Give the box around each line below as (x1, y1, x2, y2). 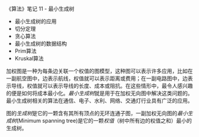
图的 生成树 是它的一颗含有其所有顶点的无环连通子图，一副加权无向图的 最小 (6, 110, 188, 117)
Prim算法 (14, 47, 37, 55)
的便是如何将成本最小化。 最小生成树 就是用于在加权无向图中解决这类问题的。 (6, 90, 193, 97)
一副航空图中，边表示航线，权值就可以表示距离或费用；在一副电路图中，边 (6, 75, 188, 82)
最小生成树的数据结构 (14, 40, 67, 47)
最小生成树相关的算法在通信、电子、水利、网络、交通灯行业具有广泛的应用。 (6, 97, 193, 104)
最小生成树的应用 (14, 18, 57, 25)
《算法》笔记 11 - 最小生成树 (6, 5, 75, 12)
